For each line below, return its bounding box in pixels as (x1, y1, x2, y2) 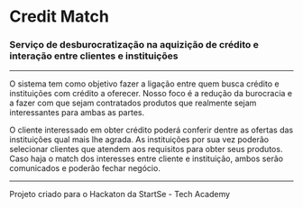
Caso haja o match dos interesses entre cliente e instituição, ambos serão (9, 153, 284, 164)
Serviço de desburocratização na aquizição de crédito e (9, 39, 259, 51)
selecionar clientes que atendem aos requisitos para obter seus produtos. (9, 144, 283, 155)
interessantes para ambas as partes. (9, 107, 145, 118)
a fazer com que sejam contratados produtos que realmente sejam (9, 97, 257, 109)
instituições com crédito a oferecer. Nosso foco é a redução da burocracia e (9, 88, 293, 99)
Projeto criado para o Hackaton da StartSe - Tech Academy (9, 189, 231, 200)
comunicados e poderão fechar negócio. (9, 163, 161, 174)
